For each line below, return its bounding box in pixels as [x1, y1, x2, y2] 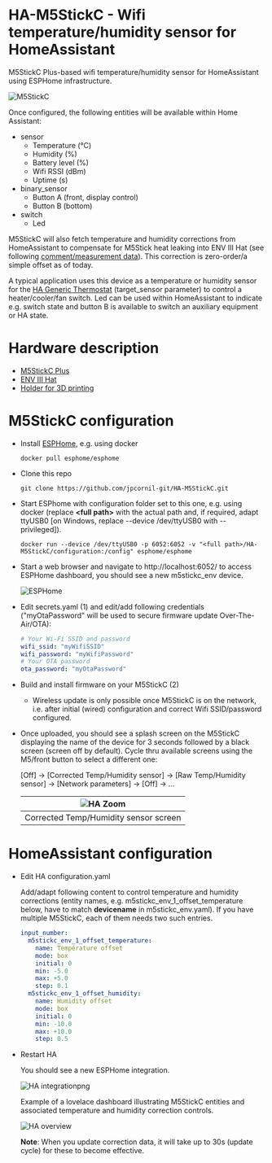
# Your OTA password [20, 658, 90, 666]
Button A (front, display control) [32, 192, 138, 202]
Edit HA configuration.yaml [20, 872, 111, 881]
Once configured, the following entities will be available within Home [8, 107, 239, 117]
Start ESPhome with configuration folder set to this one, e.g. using [20, 498, 243, 508]
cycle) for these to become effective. [20, 1146, 145, 1156]
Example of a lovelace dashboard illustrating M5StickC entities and [20, 1097, 245, 1107]
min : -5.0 [35, 967, 68, 975]
